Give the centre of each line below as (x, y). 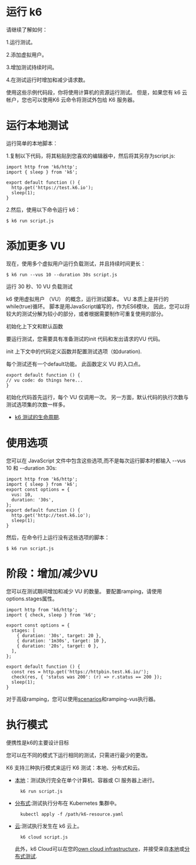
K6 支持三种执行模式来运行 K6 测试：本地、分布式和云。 (74, 768)
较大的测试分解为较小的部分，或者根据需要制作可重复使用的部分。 (86, 314)
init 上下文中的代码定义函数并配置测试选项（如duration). (74, 351)
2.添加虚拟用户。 (27, 54)
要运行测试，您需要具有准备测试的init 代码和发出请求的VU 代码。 (85, 339)
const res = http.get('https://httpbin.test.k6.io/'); (80, 672)
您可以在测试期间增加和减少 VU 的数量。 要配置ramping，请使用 (84, 591)
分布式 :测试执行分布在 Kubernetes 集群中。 (67, 803)
